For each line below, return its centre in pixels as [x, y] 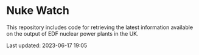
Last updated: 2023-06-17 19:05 [47, 45]
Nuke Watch [38, 11]
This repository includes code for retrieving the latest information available [100, 27]
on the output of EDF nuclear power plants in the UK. [72, 33]
